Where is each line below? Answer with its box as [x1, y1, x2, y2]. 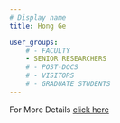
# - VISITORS [25, 71, 75, 81]
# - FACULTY [25, 46, 70, 55]
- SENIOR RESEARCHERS [25, 55, 106, 64]
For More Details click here [9, 104, 110, 115]
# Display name [9, 13, 67, 22]
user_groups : [9, 38, 59, 47]
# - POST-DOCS [25, 63, 78, 72]
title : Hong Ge [9, 22, 67, 31]
